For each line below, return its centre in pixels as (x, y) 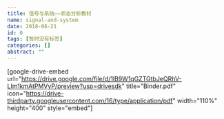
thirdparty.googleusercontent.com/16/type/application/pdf (90, 100)
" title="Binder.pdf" (149, 86)
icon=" (17, 93)
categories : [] (29, 45)
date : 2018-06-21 (32, 26)
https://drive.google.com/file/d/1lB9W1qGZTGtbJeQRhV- (101, 78)
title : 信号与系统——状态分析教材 (49, 13)
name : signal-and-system (43, 20)
